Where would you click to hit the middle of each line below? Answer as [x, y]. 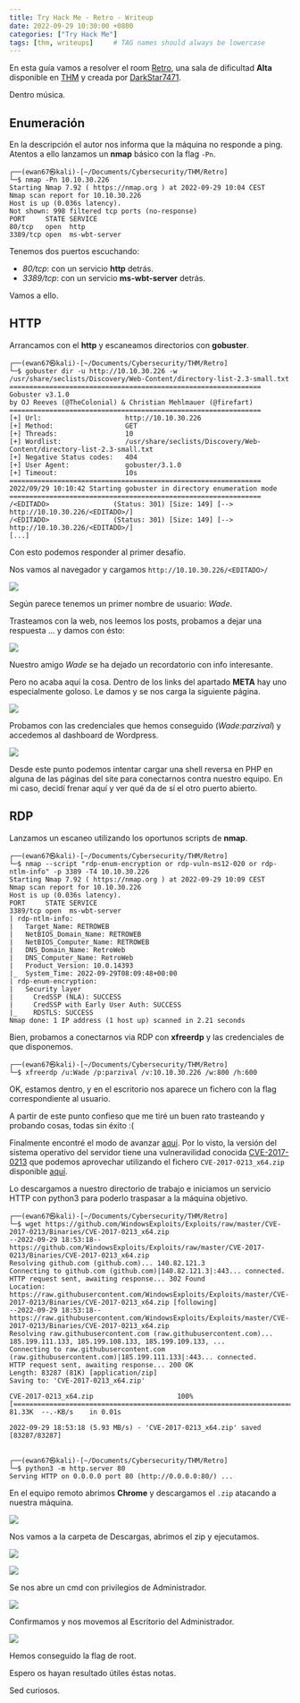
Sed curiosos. [35, 1690]
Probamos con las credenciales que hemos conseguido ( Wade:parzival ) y [145, 725]
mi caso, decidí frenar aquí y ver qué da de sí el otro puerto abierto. [133, 788]
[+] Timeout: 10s [74, 473]
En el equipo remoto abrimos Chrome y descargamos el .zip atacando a [143, 1493]
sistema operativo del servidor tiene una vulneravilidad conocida [128, 1152]
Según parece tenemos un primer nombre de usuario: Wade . [121, 603]
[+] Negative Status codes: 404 [74, 457]
